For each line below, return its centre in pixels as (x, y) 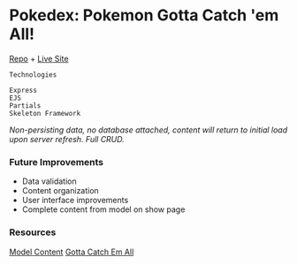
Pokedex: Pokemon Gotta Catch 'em (144, 15)
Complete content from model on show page (103, 209)
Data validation (49, 181)
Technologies (33, 75)
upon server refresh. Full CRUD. (67, 139)
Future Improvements (57, 162)
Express (23, 90)
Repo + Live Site (39, 58)
